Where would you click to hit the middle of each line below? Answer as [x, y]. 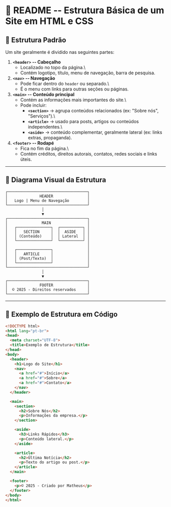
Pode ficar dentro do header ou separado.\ [65, 84]
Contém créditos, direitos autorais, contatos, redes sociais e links [89, 154]
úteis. [26, 159]
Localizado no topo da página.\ [53, 67]
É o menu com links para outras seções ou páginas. [74, 89]
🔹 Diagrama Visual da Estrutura [56, 180]
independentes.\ [45, 127]
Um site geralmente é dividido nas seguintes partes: [60, 52]
